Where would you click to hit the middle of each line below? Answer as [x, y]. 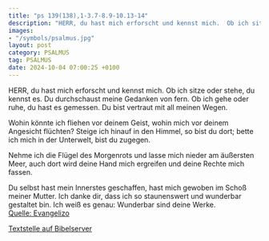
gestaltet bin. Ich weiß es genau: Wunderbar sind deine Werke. [112, 204]
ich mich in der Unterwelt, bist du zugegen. [79, 140]
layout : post [30, 45]
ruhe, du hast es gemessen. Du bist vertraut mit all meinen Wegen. [118, 107]
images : [21, 30]
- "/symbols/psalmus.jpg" [51, 38]
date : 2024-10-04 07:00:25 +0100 [64, 68]
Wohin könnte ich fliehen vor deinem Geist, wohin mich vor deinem [118, 122]
